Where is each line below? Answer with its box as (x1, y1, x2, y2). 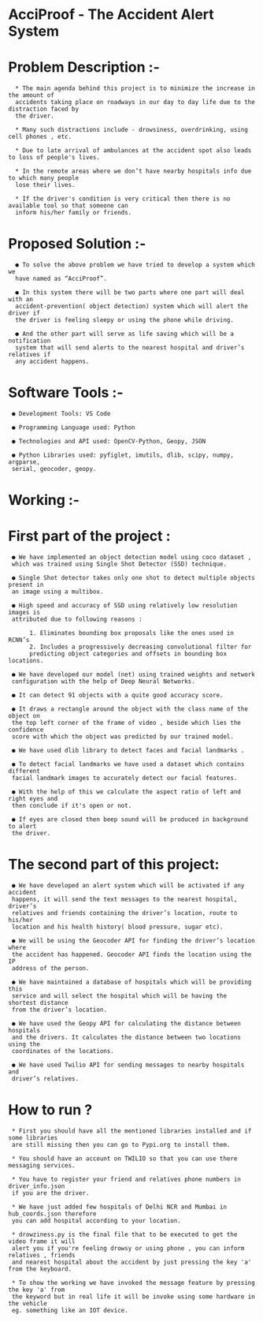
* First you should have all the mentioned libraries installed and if (11, 1127, 252, 1135)
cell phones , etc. (8, 133, 72, 141)
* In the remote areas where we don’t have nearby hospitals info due (15, 167, 252, 175)
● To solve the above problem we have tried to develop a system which (15, 261, 256, 269)
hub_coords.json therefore (8, 1210, 97, 1218)
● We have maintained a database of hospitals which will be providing (11, 978, 252, 987)
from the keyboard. (8, 1265, 72, 1273)
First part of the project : (8, 527, 171, 545)
